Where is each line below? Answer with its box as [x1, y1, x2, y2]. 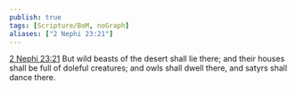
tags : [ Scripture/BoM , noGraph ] [9, 21, 129, 30]
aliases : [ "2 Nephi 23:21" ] [9, 29, 114, 38]
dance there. [9, 72, 56, 83]
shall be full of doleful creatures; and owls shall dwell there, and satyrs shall [9, 63, 288, 73]
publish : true [9, 12, 62, 22]
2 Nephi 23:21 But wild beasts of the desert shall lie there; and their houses [9, 54, 285, 64]
